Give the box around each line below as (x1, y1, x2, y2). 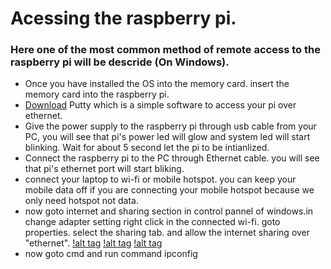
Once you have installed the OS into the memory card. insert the (24, 78, 290, 90)
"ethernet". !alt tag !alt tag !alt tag (24, 237, 163, 249)
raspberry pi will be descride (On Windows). (10, 55, 230, 69)
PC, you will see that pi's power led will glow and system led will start (24, 131, 311, 143)
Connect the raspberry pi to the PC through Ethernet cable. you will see (24, 152, 320, 164)
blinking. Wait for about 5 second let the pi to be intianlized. (24, 142, 270, 154)
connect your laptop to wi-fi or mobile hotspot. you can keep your (24, 173, 297, 186)
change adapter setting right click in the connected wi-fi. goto (24, 216, 281, 228)
